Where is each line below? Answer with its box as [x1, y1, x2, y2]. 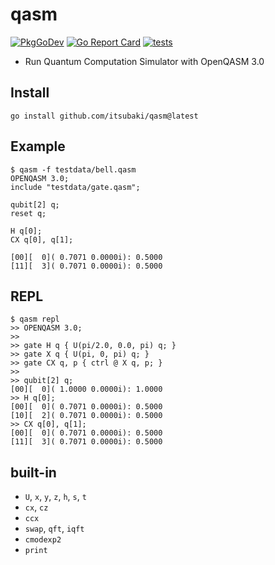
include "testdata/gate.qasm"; [10, 182, 141, 192]
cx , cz [24, 501, 49, 513]
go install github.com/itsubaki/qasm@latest [10, 111, 199, 121]
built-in [10, 464, 57, 481]
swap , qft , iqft [24, 523, 85, 535]
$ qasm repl [10, 314, 60, 325]
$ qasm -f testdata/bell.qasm [10, 164, 137, 175]
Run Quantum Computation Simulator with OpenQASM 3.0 [24, 55, 265, 67]
